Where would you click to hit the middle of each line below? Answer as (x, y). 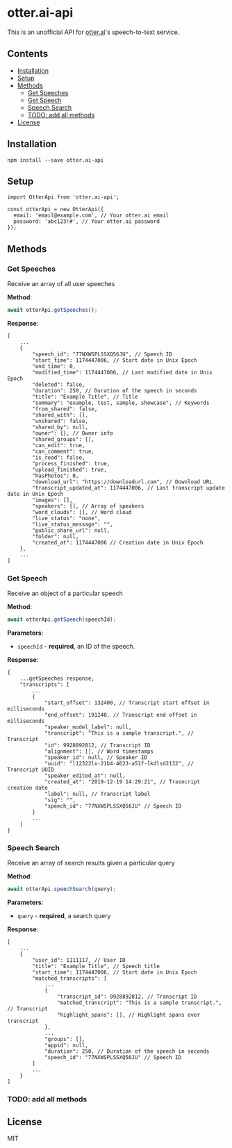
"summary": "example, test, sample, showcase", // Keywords (121, 403)
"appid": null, (66, 1046)
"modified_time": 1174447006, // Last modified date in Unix (123, 372)
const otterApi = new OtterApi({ (56, 210)
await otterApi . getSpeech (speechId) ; (62, 619)
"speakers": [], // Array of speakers (88, 506)
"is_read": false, (59, 457)
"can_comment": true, (64, 451)
